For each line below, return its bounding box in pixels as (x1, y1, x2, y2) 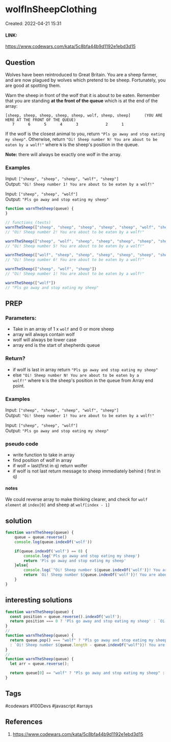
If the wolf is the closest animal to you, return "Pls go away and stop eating (5, 131, 165, 137)
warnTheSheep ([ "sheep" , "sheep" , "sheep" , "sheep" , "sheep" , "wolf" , (5, 225, 156, 230)
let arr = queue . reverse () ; (10, 661, 70, 667)
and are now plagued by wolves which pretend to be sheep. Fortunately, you (5, 77, 166, 83)
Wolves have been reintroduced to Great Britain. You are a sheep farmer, (5, 71, 158, 77)
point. (12, 382, 25, 389)
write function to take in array (12, 452, 75, 458)
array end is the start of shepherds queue (12, 342, 100, 348)
